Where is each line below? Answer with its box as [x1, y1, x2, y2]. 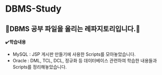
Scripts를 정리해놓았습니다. [12, 64, 67, 70]
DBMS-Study [5, 3, 62, 15]
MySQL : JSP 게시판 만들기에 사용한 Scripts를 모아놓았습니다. [12, 51, 136, 57]
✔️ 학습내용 [5, 39, 26, 45]
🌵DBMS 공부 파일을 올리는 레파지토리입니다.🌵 [5, 24, 140, 33]
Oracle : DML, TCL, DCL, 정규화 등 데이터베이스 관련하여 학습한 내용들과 [12, 58, 157, 63]
